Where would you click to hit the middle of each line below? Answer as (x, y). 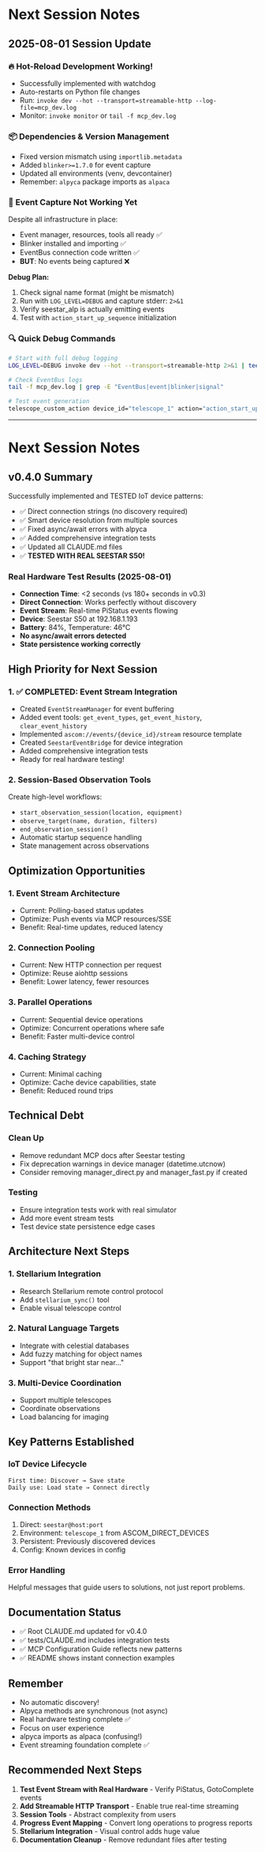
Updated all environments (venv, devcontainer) (96, 174)
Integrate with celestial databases (75, 1345)
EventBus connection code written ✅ (79, 253)
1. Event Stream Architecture (64, 893)
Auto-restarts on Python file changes (80, 92)
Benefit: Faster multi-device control (77, 1036)
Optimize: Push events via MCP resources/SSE (95, 918)
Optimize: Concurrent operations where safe (92, 1028)
